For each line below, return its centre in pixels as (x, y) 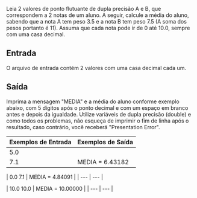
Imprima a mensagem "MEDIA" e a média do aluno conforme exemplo (93, 101)
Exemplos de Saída (105, 142)
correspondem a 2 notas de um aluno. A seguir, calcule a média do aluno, (98, 15)
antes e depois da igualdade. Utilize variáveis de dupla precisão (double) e (99, 114)
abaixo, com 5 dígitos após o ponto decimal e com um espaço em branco (97, 107)
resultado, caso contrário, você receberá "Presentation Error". (83, 127)
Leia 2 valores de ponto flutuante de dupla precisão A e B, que (84, 9)
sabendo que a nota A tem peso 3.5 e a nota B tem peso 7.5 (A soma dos (96, 21)
